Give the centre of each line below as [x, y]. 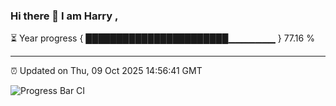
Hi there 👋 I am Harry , [64, 16]
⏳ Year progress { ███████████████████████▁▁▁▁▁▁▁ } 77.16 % [162, 38]
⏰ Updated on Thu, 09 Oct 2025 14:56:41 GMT [106, 71]
